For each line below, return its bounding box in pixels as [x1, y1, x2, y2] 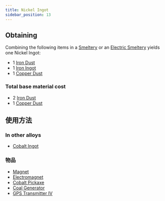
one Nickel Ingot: [5, 50, 41, 56]
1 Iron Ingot [12, 65, 37, 71]
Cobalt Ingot [12, 143, 39, 149]
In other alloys [5, 131, 42, 139]
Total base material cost [5, 83, 66, 90]
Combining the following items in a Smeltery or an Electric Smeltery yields [5, 44, 160, 51]
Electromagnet [12, 174, 44, 180]
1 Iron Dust [12, 59, 36, 66]
